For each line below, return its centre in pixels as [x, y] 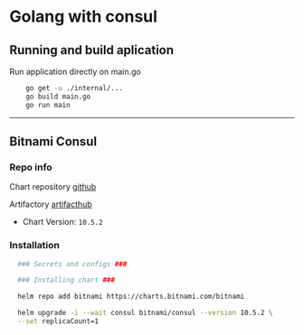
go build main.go [58, 97]
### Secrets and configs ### [72, 264]
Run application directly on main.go [76, 71]
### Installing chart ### [66, 280]
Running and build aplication [92, 50]
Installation [35, 246]
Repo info [31, 167]
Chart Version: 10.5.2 [62, 222]
